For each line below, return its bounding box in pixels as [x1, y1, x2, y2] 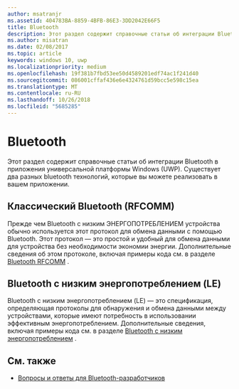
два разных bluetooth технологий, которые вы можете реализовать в [7, 172, 218, 181]
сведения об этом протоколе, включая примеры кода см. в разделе [7, 250, 216, 258]
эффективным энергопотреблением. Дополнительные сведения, [7, 319, 206, 328]
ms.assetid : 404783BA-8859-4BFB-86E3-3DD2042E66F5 [7, 17, 161, 24]
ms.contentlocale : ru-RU [7, 90, 81, 97]
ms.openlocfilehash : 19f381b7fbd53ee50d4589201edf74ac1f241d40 [7, 70, 199, 77]
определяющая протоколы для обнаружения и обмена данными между [7, 304, 226, 313]
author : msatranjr [7, 10, 62, 18]
